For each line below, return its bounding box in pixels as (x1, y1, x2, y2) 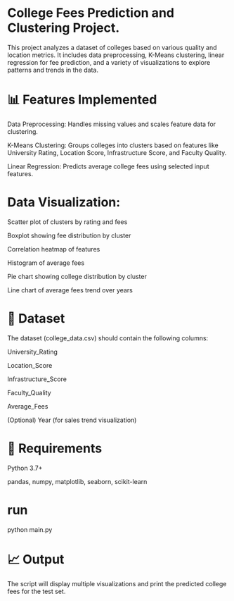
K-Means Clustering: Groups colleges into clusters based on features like (7, 141, 219, 149)
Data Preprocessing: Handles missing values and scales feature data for (7, 120, 216, 128)
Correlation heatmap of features (7, 244, 100, 253)
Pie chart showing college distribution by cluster (7, 272, 148, 280)
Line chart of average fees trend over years (7, 285, 134, 294)
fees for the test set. (7, 587, 66, 595)
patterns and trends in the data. (7, 66, 98, 74)
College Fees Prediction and (7, 5, 174, 21)
